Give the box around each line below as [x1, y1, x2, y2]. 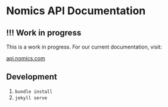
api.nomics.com [6, 55, 46, 61]
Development [6, 72, 58, 82]
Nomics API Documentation [6, 4, 146, 18]
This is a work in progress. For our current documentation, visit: [6, 43, 163, 50]
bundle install [14, 89, 53, 95]
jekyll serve [14, 95, 48, 101]
